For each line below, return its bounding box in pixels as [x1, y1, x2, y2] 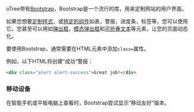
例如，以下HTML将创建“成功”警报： [6, 58, 94, 65]
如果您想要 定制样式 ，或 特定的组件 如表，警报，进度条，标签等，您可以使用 [6, 18, 188, 25]
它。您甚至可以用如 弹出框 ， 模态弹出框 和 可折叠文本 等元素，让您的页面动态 [6, 25, 188, 32]
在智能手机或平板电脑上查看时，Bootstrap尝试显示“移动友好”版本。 [6, 100, 170, 107]
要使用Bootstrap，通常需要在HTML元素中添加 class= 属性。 [6, 45, 150, 52]
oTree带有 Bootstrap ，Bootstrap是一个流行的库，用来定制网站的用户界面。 [6, 5, 187, 12]
